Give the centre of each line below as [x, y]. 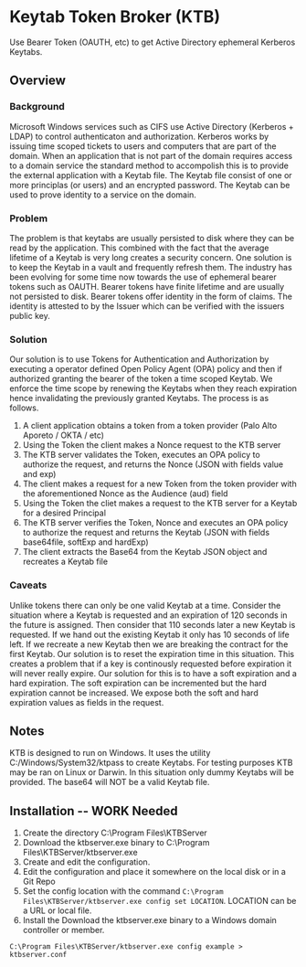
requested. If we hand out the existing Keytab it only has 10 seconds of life [149, 634]
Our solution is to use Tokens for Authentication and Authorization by [139, 359]
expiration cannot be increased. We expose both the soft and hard [134, 693]
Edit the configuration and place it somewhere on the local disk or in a [154, 872]
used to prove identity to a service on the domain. [103, 195]
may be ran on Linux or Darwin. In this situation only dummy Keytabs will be [152, 772]
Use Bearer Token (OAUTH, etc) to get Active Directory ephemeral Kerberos [153, 42]
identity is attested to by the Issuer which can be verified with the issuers [147, 306]
